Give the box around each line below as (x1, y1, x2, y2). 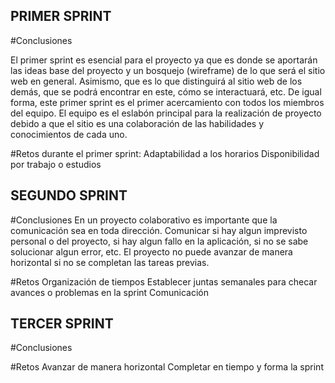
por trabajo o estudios (10, 158, 102, 170)
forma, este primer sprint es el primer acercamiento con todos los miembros (10, 96, 325, 108)
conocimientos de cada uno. (10, 128, 128, 140)
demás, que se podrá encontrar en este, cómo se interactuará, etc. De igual (10, 85, 322, 98)
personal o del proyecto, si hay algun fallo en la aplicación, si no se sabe (10, 235, 309, 247)
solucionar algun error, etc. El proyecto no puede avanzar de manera (10, 245, 293, 258)
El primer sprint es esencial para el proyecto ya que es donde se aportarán (10, 54, 318, 66)
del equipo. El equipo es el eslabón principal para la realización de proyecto (10, 107, 322, 119)
